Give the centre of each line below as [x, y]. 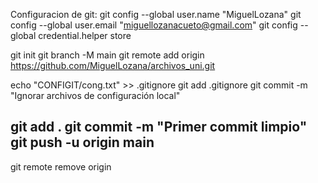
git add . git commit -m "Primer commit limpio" [159, 127]
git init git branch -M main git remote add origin [107, 55]
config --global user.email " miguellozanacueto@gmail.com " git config [154, 25]
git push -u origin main [82, 142]
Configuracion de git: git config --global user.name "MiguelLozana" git [156, 14]
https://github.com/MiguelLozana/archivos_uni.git [113, 65]
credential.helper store [85, 35]
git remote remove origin [61, 166]
